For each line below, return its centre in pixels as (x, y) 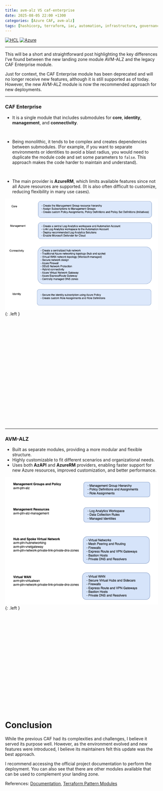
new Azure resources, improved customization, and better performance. (84, 470)
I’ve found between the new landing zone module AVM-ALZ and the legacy (80, 59)
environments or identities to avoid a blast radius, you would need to (80, 152)
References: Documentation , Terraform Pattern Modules (61, 783)
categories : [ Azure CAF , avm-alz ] (40, 20)
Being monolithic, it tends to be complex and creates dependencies (79, 141)
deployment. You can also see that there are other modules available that (78, 769)
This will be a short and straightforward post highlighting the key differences (81, 54)
